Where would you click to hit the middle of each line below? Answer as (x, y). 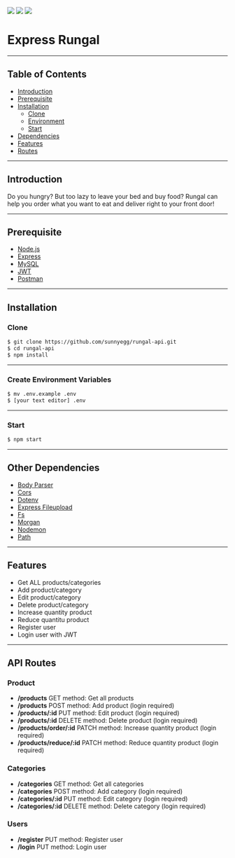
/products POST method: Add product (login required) (96, 706)
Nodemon (32, 530)
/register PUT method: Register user (70, 839)
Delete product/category (53, 604)
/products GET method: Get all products (76, 698)
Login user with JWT (47, 635)
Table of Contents (47, 75)
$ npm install (28, 355)
